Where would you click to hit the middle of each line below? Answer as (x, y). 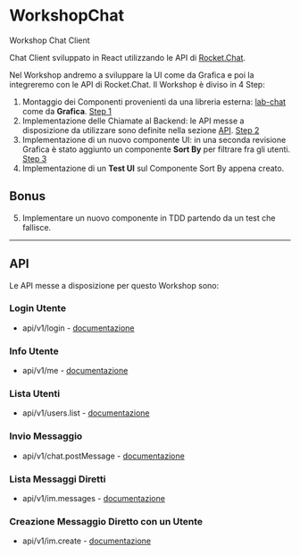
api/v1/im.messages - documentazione (93, 499)
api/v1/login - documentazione (79, 328)
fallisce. (37, 227)
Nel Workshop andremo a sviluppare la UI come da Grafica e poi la (132, 75)
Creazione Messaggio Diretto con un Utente (106, 521)
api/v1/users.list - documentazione (86, 413)
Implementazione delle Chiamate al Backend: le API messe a (133, 121)
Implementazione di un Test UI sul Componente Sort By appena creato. (153, 168)
